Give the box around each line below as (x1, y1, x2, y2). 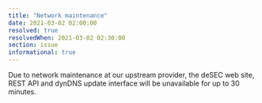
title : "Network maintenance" (8, 11, 108, 20)
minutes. (8, 87, 37, 96)
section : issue (8, 41, 59, 49)
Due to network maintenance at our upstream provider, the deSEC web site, (8, 71, 255, 79)
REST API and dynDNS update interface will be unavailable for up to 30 (8, 78, 240, 88)
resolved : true (8, 26, 59, 34)
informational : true (8, 48, 77, 56)
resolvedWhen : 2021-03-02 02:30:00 (8, 33, 126, 42)
